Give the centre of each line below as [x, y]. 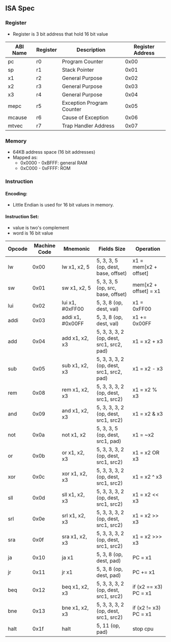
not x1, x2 [74, 435]
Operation [148, 249]
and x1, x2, [75, 411]
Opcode [18, 249]
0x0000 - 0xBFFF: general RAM [54, 163]
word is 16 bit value [33, 233]
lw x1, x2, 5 [76, 267]
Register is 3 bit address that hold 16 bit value [60, 34]
